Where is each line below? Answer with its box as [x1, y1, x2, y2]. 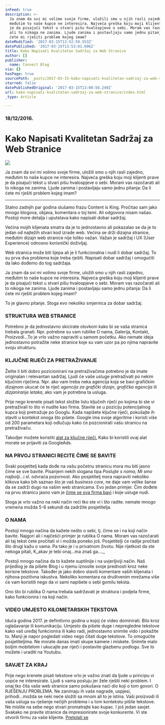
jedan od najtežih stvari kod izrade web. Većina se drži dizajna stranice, [5, 230, 150, 236]
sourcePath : [5, 76, 29, 81]
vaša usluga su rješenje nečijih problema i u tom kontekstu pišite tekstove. [5, 698, 155, 704]
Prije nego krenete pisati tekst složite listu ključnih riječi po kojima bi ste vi [5, 399, 155, 404]
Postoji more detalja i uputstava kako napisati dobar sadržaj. [5, 215, 127, 221]
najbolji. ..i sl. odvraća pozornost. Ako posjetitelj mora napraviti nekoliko [5, 474, 149, 479]
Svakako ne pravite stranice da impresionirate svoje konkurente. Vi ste [5, 709, 147, 715]
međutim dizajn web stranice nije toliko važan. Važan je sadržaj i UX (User [5, 235, 155, 241]
